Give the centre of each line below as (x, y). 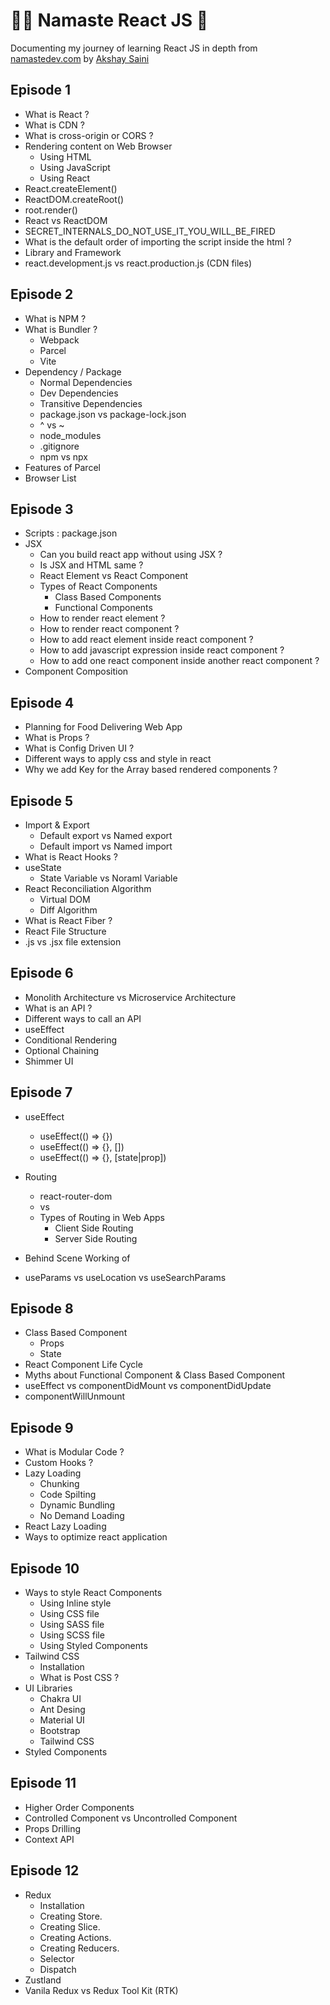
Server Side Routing (96, 1238)
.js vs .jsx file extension (73, 942)
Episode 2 (42, 294)
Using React (65, 178)
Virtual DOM (65, 899)
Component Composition (76, 671)
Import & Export (57, 825)
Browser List (50, 478)
